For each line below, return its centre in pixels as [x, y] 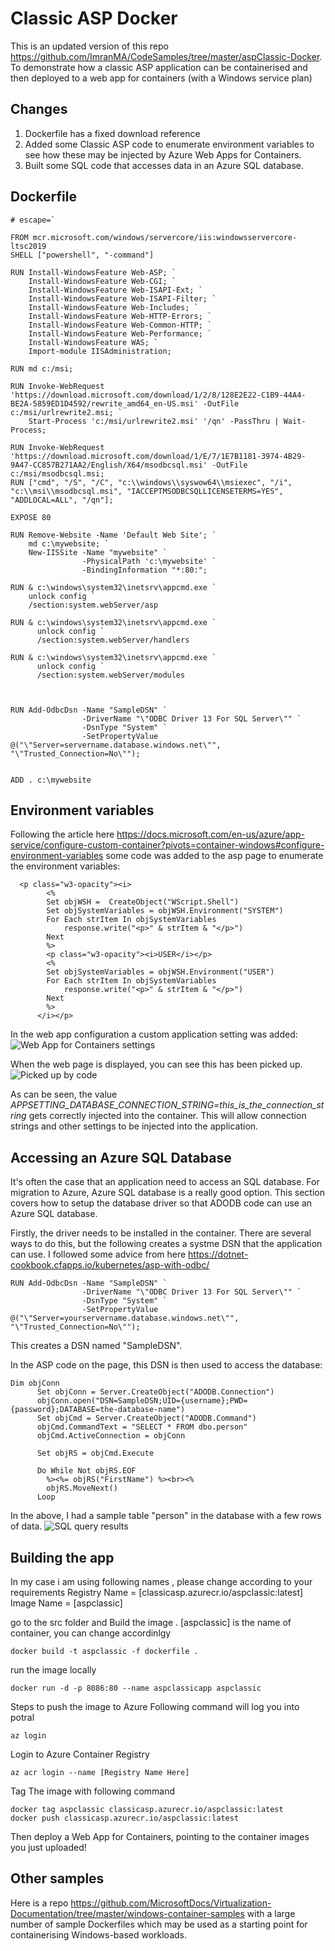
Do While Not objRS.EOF [86, 1471]
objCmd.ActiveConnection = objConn [111, 1436]
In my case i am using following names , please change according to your [161, 1581]
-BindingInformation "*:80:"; [144, 570]
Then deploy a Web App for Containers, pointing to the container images [160, 1836]
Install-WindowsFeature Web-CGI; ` [102, 281]
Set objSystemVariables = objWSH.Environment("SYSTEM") [165, 911]
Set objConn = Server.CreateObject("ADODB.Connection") [155, 1392]
